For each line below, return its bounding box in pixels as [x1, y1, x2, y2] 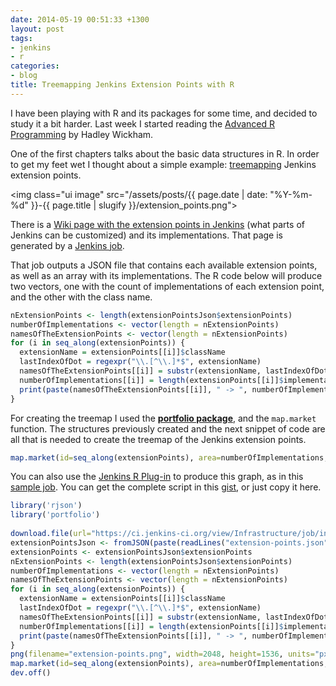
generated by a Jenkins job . [10, 239, 125, 251]
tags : [10, 33, 33, 43]
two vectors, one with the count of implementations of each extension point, [10, 280, 325, 292]
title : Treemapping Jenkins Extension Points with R [10, 80, 235, 90]
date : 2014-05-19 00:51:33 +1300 [10, 14, 150, 25]
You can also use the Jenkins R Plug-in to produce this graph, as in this [10, 471, 304, 483]
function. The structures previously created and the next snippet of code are [10, 422, 326, 435]
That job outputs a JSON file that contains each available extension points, [10, 259, 318, 271]
